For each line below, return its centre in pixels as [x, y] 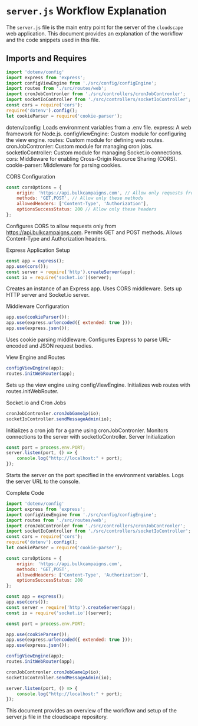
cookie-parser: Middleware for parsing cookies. [64, 165]
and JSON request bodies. [61, 346]
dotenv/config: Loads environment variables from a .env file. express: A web [99, 127]
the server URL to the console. [43, 481]
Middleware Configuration [38, 306]
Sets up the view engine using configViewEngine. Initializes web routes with [98, 385]
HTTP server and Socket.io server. [48, 295]
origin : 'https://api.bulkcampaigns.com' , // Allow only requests [100, 193]
